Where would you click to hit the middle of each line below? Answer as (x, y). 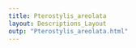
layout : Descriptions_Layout (57, 24)
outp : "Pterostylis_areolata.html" (68, 31)
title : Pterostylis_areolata (57, 16)
